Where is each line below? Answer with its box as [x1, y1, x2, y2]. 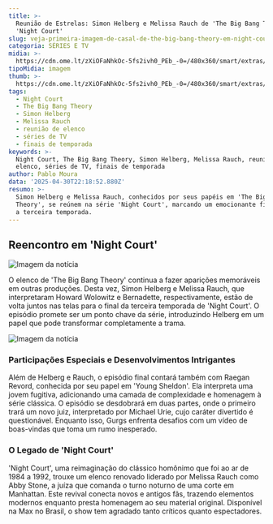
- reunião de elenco [15, 125, 85, 133]
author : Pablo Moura [8, 170, 79, 178]
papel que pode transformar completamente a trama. [8, 318, 186, 329]
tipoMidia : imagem [8, 65, 71, 73]
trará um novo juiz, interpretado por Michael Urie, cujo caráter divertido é [8, 407, 253, 417]
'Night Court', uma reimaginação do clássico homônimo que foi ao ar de [8, 463, 249, 473]
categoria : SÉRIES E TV [8, 42, 89, 50]
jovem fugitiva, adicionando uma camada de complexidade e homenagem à [8, 390, 262, 400]
